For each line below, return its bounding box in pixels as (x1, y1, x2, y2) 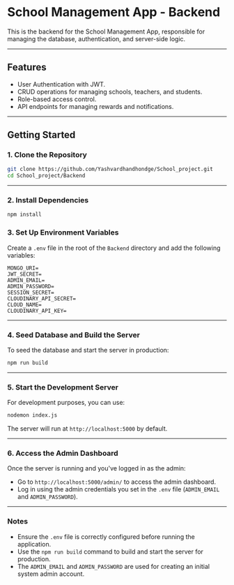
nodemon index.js (7, 412, 58, 419)
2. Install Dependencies (7, 195, 89, 205)
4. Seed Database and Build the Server (7, 329, 141, 339)
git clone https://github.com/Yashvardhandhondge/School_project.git (7, 165, 214, 173)
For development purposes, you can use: (7, 399, 125, 407)
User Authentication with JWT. (17, 80, 106, 88)
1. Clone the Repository (7, 150, 87, 160)
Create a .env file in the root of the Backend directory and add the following (7, 244, 221, 252)
